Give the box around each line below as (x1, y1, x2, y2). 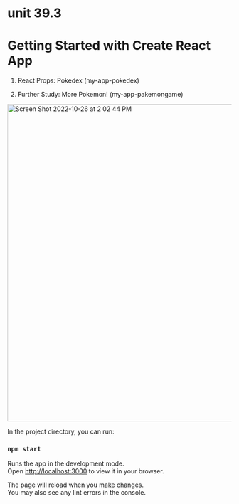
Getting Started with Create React (7, 38, 211, 54)
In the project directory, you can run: (7, 427, 115, 436)
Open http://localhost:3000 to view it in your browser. (7, 467, 165, 476)
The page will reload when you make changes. (7, 481, 144, 489)
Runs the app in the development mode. (7, 459, 124, 468)
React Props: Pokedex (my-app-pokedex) (17, 76, 140, 85)
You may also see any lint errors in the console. (7, 488, 146, 497)
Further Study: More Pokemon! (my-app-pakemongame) (17, 90, 184, 99)
